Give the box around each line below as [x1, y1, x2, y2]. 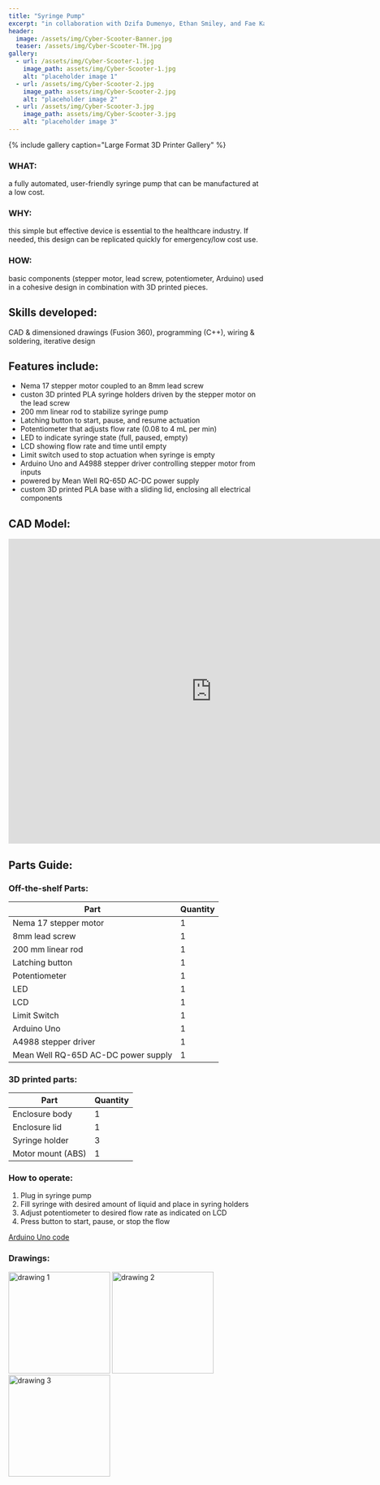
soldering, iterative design [8, 336, 96, 345]
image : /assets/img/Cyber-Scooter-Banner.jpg [15, 34, 173, 43]
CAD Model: [8, 517, 71, 531]
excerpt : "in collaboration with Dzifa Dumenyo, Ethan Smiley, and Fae [8, 20, 256, 28]
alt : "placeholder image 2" [23, 95, 118, 103]
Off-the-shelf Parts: [8, 883, 89, 894]
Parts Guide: [8, 858, 73, 872]
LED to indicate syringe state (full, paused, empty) [19, 432, 188, 443]
